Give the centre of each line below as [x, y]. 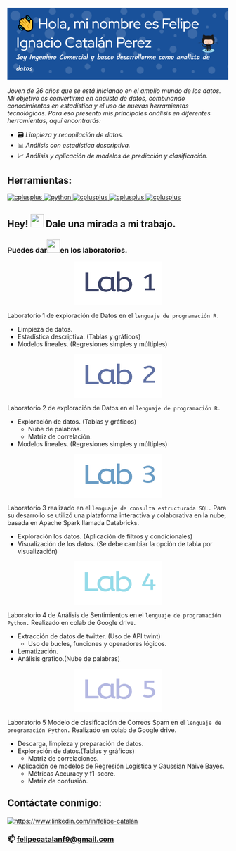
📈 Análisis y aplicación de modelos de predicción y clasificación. [113, 156]
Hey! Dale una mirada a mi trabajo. [92, 223]
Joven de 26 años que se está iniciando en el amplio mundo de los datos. [114, 90]
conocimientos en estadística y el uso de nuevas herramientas [98, 106]
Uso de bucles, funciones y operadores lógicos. [97, 644]
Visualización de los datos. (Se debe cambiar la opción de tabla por [115, 544]
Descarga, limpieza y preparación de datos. [80, 744]
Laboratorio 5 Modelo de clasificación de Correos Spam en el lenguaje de [114, 723]
